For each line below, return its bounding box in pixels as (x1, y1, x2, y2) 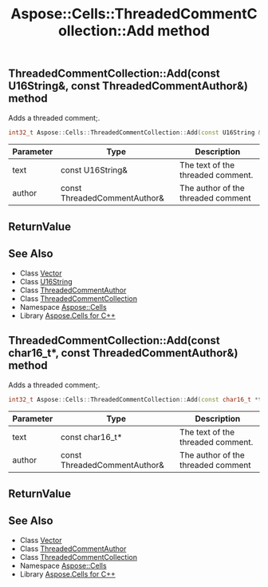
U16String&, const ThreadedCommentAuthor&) (8, 79, 249, 93)
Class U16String (19, 276, 73, 286)
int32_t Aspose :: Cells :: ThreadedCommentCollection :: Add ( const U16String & (8, 129, 262, 137)
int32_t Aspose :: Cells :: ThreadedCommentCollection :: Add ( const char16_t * (8, 395, 259, 403)
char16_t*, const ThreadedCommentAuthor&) (8, 347, 238, 360)
